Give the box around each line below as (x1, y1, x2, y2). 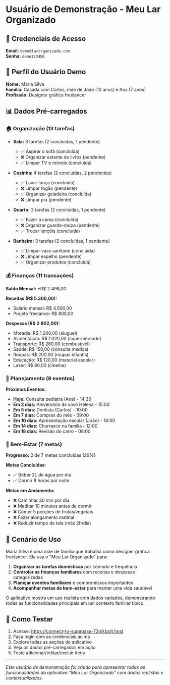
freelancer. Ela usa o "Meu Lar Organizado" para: (6, 554, 108, 560)
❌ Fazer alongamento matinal (13, 514, 75, 520)
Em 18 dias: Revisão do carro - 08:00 (13, 428, 91, 435)
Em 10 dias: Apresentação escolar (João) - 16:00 (13, 417, 116, 424)
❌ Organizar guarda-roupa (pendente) (20, 222, 100, 228)
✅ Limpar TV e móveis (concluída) (20, 160, 92, 166)
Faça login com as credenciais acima (13, 634, 90, 640)
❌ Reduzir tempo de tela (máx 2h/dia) (13, 520, 91, 526)
